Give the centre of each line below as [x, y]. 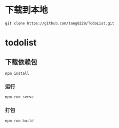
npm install [17, 73]
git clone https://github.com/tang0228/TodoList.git [60, 23]
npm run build [20, 121]
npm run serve [20, 97]
